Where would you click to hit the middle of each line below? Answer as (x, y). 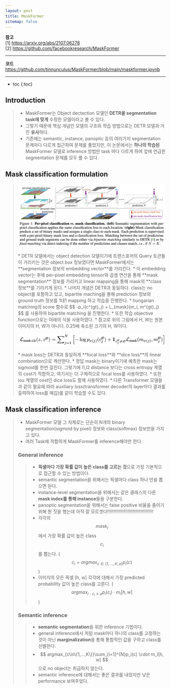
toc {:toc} (23, 84)
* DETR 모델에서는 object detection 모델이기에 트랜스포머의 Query (85, 256)
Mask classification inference (53, 409)
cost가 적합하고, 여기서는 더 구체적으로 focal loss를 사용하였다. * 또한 (92, 374)
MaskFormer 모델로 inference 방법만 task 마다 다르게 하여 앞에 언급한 (95, 151)
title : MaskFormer (25, 16)
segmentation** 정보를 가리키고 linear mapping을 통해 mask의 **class (90, 281)
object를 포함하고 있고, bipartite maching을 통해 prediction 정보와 (84, 294)
